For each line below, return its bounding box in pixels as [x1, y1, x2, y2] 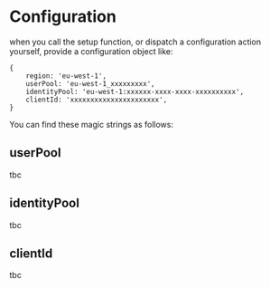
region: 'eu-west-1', [25, 71, 107, 81]
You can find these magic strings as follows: [9, 119, 174, 130]
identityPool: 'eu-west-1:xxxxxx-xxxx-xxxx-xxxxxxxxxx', [25, 87, 245, 96]
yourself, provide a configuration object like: [9, 45, 173, 56]
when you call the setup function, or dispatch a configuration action [9, 36, 262, 47]
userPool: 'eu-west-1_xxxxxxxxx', [25, 79, 155, 88]
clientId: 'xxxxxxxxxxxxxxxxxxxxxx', [25, 95, 168, 104]
